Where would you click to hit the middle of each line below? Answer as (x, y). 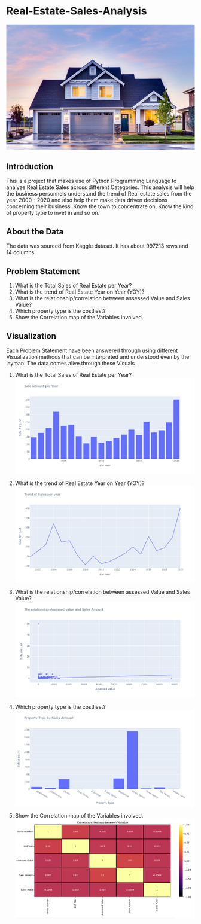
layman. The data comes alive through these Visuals (71, 363)
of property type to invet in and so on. (53, 213)
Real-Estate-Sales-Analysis (77, 11)
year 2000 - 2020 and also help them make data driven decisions (87, 200)
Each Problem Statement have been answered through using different (92, 350)
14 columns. (21, 252)
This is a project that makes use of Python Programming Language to (92, 181)
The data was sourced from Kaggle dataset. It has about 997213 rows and (97, 246)
